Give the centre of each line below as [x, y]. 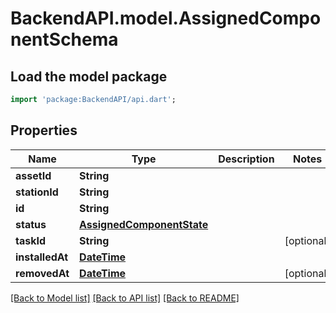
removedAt [42, 273]
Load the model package [89, 76]
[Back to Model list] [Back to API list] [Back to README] [125, 298]
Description [246, 159]
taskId [31, 240]
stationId [37, 192]
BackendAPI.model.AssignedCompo [166, 18]
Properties [44, 130]
